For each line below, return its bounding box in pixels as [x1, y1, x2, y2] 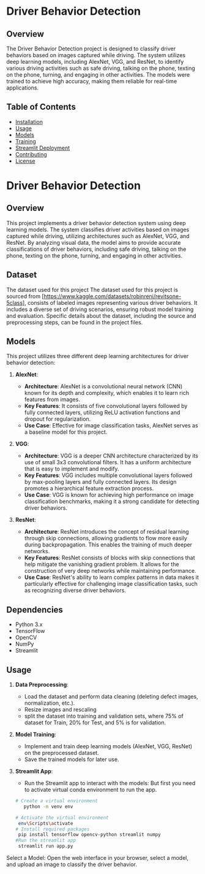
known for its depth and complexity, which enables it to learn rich [24, 389, 190, 397]
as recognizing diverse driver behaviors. [24, 587, 127, 594]
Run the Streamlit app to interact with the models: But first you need [24, 780, 196, 787]
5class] [6, 299, 25, 306]
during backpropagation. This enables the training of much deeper [24, 541, 193, 548]
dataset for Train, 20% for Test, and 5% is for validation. [24, 719, 166, 726]
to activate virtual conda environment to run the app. [24, 786, 157, 794]
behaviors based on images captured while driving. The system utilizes [6, 52, 185, 59]
